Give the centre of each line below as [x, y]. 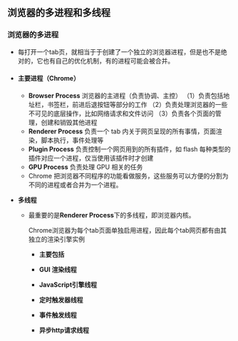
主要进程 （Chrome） [48, 78]
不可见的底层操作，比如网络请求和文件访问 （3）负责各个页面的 [122, 113]
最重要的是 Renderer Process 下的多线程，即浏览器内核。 [112, 215]
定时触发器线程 [61, 300]
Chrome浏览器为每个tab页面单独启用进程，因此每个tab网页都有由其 [128, 230]
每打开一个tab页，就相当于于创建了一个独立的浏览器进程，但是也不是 [119, 51]
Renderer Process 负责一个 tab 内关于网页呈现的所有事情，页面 [122, 131]
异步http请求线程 [64, 330]
